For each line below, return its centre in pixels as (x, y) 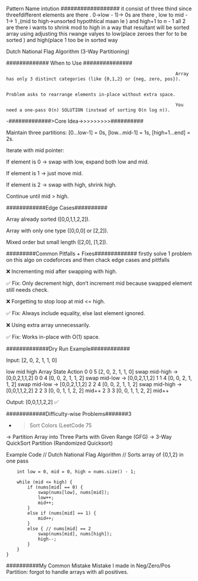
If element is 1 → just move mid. (45, 173)
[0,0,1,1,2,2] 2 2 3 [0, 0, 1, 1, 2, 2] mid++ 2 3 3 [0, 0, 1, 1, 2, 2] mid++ (88, 391)
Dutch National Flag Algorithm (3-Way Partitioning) (68, 52)
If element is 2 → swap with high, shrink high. (61, 185)
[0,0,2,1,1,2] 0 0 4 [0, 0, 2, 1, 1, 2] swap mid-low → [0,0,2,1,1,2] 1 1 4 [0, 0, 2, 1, (99, 378)
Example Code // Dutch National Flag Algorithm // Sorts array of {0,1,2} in (95, 455)
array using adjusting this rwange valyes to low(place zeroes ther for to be (97, 34)
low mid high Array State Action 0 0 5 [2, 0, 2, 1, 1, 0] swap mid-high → (92, 372)
